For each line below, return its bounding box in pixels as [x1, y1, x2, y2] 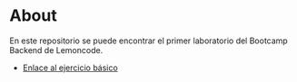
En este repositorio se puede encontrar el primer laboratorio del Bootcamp [9, 35, 288, 46]
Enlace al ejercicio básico [22, 62, 118, 73]
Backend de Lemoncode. [9, 44, 104, 55]
